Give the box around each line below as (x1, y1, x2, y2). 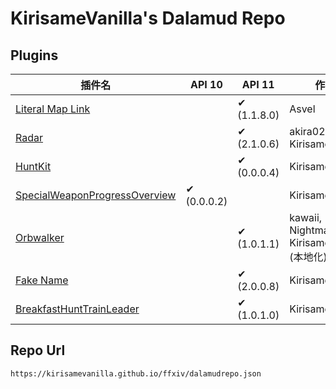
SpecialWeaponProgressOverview (15, 188, 177, 202)
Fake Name (15, 273, 69, 287)
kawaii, (289, 211, 323, 224)
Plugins (10, 47, 59, 64)
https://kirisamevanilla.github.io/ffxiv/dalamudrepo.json (10, 368, 262, 379)
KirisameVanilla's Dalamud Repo (10, 7, 286, 30)
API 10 (189, 78, 223, 91)
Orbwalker (15, 231, 65, 244)
